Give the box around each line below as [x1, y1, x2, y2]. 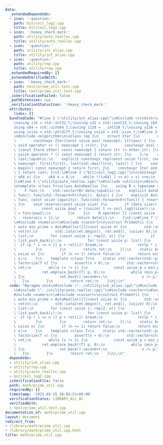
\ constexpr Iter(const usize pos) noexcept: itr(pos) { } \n [14, 138, 155, 144]
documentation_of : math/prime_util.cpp [5, 410, 86, 415]
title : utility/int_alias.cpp [14, 52, 75, 57]
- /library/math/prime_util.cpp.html [5, 428, 81, 433]
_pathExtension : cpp [9, 98, 51, 103]
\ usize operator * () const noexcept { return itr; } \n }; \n [14, 152, 149, 157]
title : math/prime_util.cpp [5, 433, 62, 438]
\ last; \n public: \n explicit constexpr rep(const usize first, [14, 156, 151, 161]
